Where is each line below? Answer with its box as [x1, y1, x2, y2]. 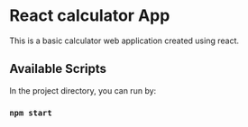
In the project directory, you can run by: [9, 85, 157, 95]
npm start [9, 107, 52, 118]
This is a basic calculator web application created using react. [9, 35, 240, 46]
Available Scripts [9, 61, 106, 77]
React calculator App [9, 5, 170, 26]
